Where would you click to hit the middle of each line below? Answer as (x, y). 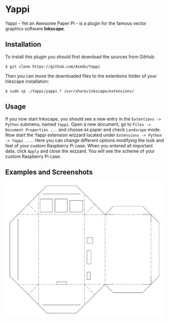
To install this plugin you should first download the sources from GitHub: (80, 57)
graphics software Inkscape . (35, 28)
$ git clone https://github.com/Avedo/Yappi (53, 67)
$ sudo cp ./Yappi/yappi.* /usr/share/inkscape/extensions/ (70, 91)
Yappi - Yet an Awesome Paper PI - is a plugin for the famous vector (76, 23)
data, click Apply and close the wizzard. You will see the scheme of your (80, 151)
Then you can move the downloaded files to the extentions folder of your (81, 76)
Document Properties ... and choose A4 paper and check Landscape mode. (83, 129)
